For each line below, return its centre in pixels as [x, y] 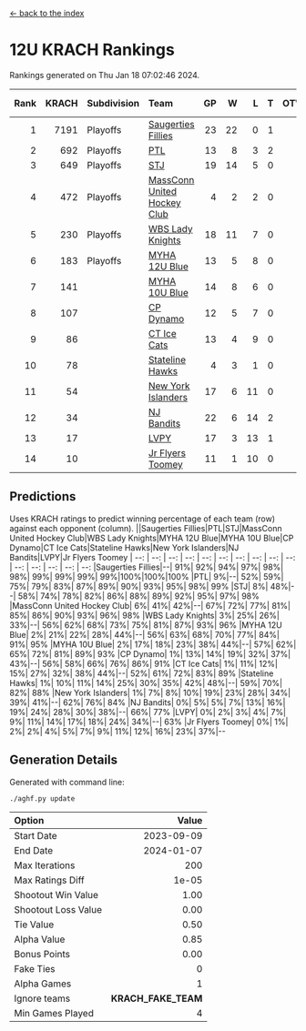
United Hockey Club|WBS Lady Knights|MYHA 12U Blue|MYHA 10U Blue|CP [152, 538]
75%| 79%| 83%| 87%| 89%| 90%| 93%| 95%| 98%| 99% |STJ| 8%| [139, 586]
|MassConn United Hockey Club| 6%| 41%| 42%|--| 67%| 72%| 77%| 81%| [150, 605]
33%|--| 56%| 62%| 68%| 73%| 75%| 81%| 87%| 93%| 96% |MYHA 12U [146, 625]
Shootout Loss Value [58, 909]
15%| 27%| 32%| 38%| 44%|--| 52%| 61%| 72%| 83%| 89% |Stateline [142, 673]
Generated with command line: [67, 782]
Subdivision [113, 103]
